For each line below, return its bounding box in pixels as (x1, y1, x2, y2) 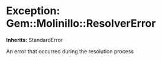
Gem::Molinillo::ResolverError (6, 17, 156, 30)
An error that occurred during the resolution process (6, 47, 134, 54)
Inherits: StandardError (6, 36, 63, 43)
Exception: (6, 4, 60, 18)
